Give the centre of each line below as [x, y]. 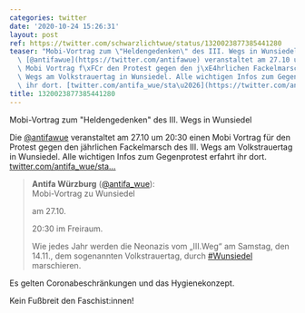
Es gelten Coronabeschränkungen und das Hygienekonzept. [122, 283]
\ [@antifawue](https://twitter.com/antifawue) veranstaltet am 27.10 [154, 60]
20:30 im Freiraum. [67, 229]
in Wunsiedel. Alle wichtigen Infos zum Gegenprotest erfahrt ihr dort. [138, 156]
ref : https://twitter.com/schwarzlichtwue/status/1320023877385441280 [146, 43]
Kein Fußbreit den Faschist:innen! [72, 300]
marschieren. [56, 265]
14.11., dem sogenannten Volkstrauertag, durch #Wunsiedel [142, 256]
